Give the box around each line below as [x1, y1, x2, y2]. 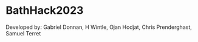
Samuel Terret [5, 29, 41, 37]
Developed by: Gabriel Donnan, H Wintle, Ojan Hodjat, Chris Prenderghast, [5, 23, 193, 31]
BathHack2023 [5, 4, 84, 17]
